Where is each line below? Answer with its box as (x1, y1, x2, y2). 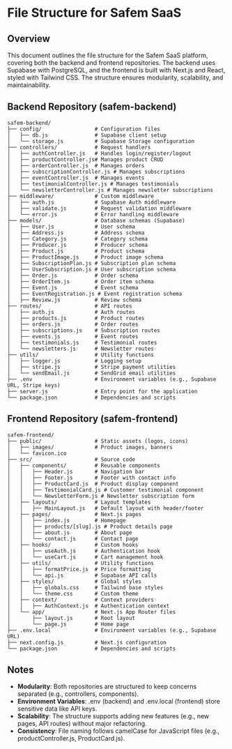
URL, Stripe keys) (7, 381, 61, 388)
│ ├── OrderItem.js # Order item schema (7, 278, 155, 285)
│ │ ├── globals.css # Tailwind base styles (7, 584, 164, 591)
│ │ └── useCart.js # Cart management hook (7, 553, 164, 561)
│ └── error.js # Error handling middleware (7, 211, 179, 218)
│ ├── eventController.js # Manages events (7, 174, 145, 181)
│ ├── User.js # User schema (7, 223, 136, 230)
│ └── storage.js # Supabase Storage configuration (7, 137, 195, 144)
